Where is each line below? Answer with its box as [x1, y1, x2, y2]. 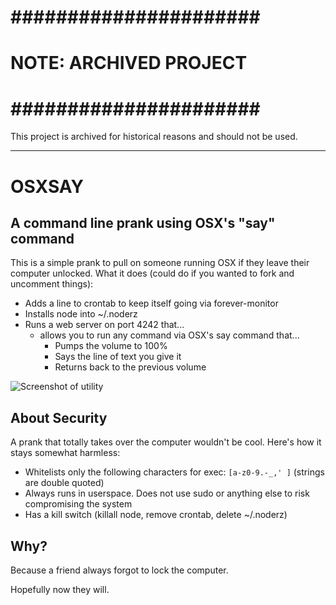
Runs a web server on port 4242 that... [24, 319, 185, 331]
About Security [10, 409, 108, 426]
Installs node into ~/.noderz [24, 308, 138, 320]
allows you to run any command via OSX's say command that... [39, 329, 300, 341]
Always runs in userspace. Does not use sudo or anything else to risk [24, 487, 310, 500]
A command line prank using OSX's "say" [10, 214, 276, 231]
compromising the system [24, 498, 133, 510]
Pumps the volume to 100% [54, 340, 168, 352]
